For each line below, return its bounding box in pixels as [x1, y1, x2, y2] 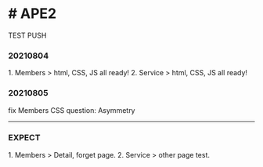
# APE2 [8, 5, 57, 23]
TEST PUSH [8, 31, 47, 40]
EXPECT [8, 133, 41, 143]
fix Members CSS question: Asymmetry [8, 105, 135, 114]
